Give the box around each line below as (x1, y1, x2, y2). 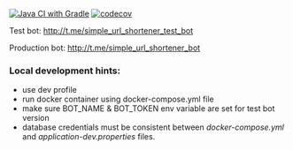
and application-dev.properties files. (21, 131, 156, 142)
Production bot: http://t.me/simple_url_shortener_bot (9, 42, 201, 53)
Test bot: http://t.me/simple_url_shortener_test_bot (9, 26, 194, 35)
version (21, 113, 50, 124)
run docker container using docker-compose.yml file (21, 94, 214, 105)
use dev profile (21, 85, 77, 95)
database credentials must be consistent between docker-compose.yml (21, 122, 285, 132)
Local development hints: (9, 64, 121, 77)
